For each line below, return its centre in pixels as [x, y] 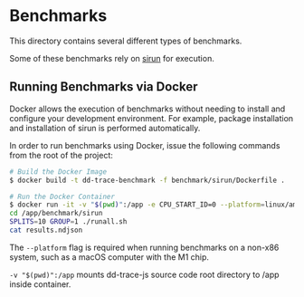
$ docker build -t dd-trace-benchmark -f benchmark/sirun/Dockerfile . [147, 180]
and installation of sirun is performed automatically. [105, 128]
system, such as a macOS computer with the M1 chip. [109, 257]
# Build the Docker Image [58, 172]
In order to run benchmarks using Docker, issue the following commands [145, 145]
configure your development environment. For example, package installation [152, 118]
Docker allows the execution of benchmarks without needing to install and [147, 109]
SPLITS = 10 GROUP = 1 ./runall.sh [68, 222]
